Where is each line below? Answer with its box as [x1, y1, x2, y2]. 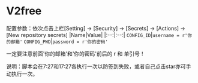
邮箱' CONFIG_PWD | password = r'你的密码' [10, 38, 108, 45]
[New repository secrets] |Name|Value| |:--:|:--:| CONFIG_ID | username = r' [6, 31, 188, 38]
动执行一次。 [6, 70, 38, 77]
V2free [6, 4, 42, 18]
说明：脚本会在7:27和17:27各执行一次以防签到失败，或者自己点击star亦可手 [6, 63, 191, 70]
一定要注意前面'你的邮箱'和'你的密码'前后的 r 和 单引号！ [6, 50, 145, 57]
